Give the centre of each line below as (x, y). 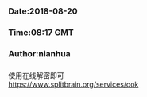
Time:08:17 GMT (41, 32)
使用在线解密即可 (36, 75)
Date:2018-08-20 (43, 11)
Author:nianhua (39, 53)
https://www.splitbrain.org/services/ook (73, 84)
